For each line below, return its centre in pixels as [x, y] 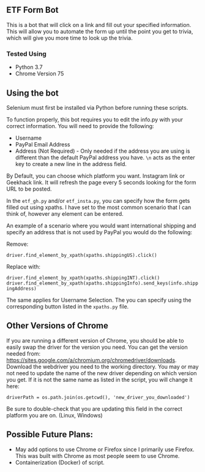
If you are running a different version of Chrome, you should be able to [95, 340]
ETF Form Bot [32, 10]
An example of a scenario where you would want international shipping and [101, 226]
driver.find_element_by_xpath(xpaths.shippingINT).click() [83, 278]
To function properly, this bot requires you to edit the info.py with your [95, 120]
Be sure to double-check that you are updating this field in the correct [94, 409]
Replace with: [24, 267]
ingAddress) [21, 288]
